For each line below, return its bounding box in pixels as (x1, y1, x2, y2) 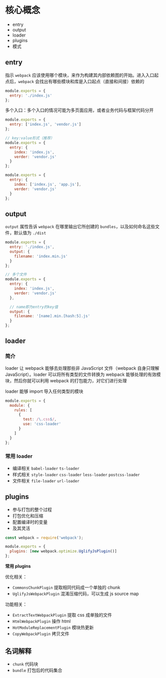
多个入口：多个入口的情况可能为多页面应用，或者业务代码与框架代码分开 (5, 107, 154, 113)
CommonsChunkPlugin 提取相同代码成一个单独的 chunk (12, 584, 121, 590)
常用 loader (5, 453, 33, 460)
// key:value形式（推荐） (5, 136, 55, 141)
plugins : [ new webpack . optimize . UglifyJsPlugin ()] (9, 549, 117, 554)
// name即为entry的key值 (9, 304, 58, 309)
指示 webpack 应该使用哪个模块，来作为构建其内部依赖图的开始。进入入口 (5, 72, 155, 78)
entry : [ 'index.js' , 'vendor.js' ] (9, 122, 81, 127)
